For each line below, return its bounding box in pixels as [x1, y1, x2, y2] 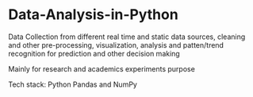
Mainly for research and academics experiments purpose [8, 64, 196, 73]
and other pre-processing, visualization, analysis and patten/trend [8, 40, 224, 49]
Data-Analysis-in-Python [8, 6, 178, 24]
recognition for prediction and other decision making [8, 48, 180, 58]
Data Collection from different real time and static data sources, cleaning [8, 32, 246, 41]
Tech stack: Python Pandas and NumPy [8, 80, 137, 89]
